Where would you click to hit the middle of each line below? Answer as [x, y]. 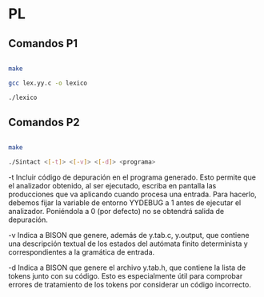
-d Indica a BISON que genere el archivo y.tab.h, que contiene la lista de [127, 267]
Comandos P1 [43, 44]
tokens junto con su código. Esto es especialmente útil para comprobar [126, 276]
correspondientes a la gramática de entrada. [82, 252]
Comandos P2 [44, 123]
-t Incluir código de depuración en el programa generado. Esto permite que [132, 177]
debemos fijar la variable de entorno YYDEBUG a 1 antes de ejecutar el [125, 203]
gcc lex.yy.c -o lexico [48, 83]
